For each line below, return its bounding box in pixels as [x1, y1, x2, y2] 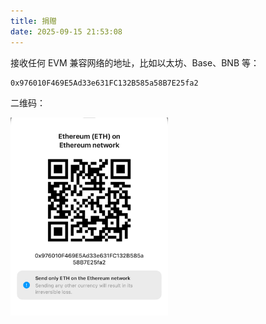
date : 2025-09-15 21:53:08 [10, 26, 123, 37]
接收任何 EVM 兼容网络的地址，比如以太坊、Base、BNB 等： [10, 56, 260, 69]
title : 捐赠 [10, 16, 57, 26]
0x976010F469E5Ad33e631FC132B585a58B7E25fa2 [10, 78, 199, 88]
